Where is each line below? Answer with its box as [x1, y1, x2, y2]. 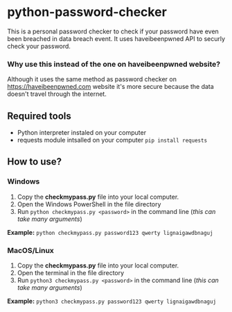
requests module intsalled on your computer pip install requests [17, 136, 208, 145]
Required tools [7, 110, 71, 122]
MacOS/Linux [7, 245, 54, 255]
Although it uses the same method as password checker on [7, 75, 177, 83]
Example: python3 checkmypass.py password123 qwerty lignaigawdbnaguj [7, 297, 217, 306]
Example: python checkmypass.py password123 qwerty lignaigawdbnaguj [7, 228, 213, 236]
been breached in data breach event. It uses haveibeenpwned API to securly [7, 34, 226, 42]
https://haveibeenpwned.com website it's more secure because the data [7, 83, 215, 91]
